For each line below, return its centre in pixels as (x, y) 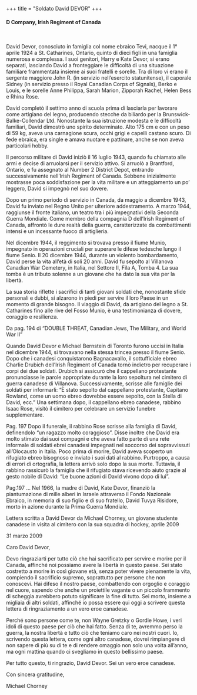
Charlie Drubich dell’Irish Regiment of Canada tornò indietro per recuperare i (98, 365)
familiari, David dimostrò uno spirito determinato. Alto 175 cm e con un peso (98, 127)
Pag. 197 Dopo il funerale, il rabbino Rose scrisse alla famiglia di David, (92, 427)
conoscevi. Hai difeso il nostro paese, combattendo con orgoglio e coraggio (98, 584)
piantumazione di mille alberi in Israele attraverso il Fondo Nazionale (89, 494)
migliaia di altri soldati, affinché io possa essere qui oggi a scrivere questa (96, 603)
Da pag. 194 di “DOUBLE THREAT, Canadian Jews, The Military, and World (96, 328)
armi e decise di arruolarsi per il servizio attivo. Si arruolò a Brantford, (90, 163)
